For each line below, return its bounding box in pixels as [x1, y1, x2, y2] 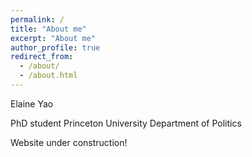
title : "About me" [10, 24, 87, 34]
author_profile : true [10, 42, 101, 53]
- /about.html [19, 71, 78, 81]
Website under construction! [10, 136, 128, 148]
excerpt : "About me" [10, 33, 97, 43]
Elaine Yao [10, 97, 54, 110]
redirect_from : [10, 52, 74, 62]
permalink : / [10, 14, 65, 25]
